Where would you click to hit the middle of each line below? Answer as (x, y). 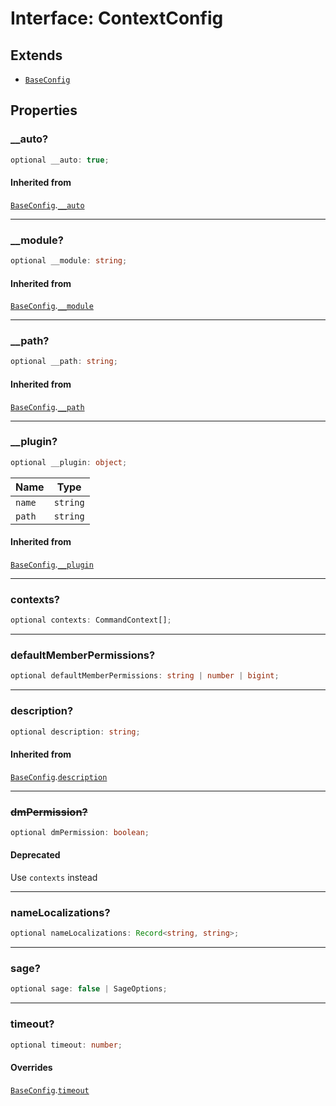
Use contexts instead (54, 877)
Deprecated (35, 855)
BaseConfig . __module (52, 306)
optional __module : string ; (69, 261)
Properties (44, 110)
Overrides (31, 1068)
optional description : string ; (75, 732)
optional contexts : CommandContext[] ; (91, 620)
